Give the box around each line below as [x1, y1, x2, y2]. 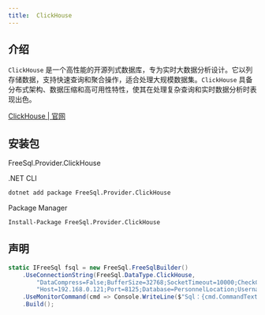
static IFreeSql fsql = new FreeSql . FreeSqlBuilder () [8, 264, 189, 272]
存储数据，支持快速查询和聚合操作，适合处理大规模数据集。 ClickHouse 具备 [8, 75, 253, 84]
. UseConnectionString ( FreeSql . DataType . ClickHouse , [22, 271, 196, 279]
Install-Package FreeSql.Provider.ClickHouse [8, 219, 160, 227]
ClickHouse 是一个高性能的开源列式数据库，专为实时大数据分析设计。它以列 [8, 65, 253, 75]
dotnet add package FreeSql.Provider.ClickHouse [8, 189, 171, 197]
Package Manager [8, 203, 68, 213]
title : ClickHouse [8, 11, 73, 20]
